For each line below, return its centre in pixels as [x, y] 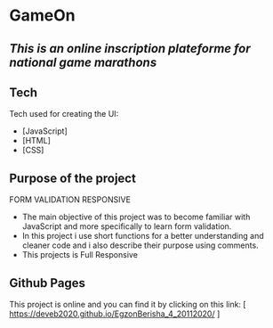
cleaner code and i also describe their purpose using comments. [141, 245]
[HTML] [36, 141]
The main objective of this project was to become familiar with [136, 217]
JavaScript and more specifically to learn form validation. [127, 226]
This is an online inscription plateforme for [130, 49]
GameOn [42, 16]
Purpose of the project [72, 178]
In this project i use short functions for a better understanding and [143, 236]
